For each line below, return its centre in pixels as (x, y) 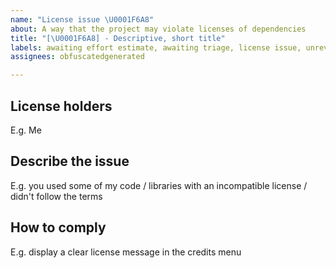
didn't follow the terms (56, 196)
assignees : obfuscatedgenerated (77, 57)
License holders (61, 106)
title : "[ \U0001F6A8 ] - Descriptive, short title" (118, 38)
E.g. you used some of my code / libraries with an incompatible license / (159, 185)
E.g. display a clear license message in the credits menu (126, 252)
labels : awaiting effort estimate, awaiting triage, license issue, (156, 47)
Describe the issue (70, 161)
